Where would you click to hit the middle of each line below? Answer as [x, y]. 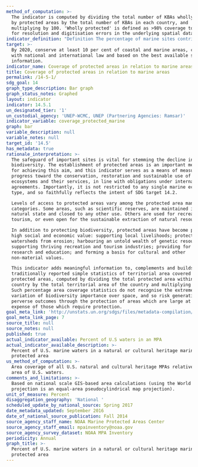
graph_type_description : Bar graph [50, 88]
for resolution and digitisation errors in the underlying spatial [96, 34]
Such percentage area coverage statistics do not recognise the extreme [103, 290]
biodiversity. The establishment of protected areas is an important [98, 165]
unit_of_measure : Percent [38, 394]
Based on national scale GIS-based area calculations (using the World [101, 383]
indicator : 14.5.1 [29, 105]
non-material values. [38, 258]
